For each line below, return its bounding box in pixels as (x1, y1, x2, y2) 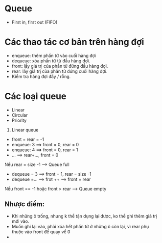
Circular (11, 112, 28, 118)
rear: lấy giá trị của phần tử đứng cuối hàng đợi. (11, 68, 108, 74)
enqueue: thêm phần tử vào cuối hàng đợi (11, 53, 96, 58)
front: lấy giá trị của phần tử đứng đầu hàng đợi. (11, 63, 108, 69)
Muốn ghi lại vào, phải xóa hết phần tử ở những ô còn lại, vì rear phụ (11, 223, 149, 229)
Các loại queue (4, 91, 67, 102)
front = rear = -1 (11, 136, 45, 142)
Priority (11, 117, 27, 123)
